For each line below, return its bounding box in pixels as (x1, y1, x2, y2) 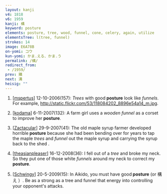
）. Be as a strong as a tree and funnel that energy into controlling (18, 177, 153, 183)
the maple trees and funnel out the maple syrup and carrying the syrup (12, 135, 158, 141)
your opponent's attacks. (12, 183, 64, 189)
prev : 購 (5, 72, 22, 77)
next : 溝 (5, 77, 22, 82)
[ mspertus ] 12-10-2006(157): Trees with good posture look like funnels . (12, 95, 159, 101)
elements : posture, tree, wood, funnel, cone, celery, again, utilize (5, 30, 155, 35)
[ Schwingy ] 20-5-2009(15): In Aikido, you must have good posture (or (12, 171, 157, 177)
